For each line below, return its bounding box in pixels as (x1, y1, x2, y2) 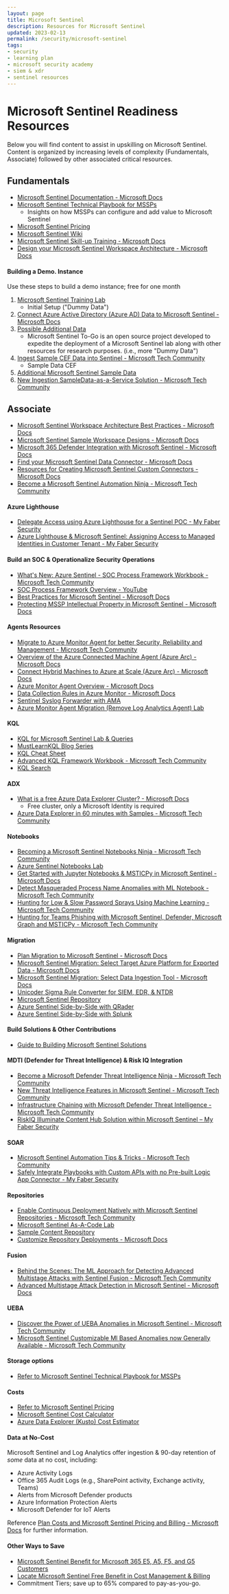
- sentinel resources (7, 73, 69, 81)
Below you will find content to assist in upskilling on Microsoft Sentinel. (7, 141, 208, 149)
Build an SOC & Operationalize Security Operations (7, 555, 155, 563)
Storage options (7, 1357, 54, 1365)
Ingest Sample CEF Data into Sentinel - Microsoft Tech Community (16, 354, 206, 362)
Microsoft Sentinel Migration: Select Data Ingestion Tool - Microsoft (16, 973, 208, 982)
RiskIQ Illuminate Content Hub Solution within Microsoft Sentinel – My (16, 1115, 214, 1123)
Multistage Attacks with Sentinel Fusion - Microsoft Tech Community (16, 1274, 211, 1282)
